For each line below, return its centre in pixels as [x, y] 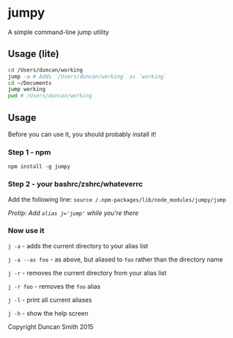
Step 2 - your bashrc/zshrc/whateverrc [75, 184]
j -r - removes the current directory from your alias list [87, 273]
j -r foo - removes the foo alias [54, 286]
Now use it [26, 231]
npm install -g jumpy [39, 167]
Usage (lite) [34, 54]
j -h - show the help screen [48, 313]
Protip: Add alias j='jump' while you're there [73, 213]
